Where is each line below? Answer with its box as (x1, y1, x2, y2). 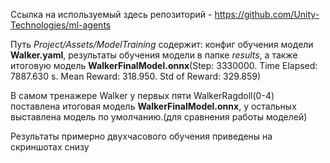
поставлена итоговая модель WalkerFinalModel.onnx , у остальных (10, 100, 297, 112)
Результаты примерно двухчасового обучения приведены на (10, 130, 273, 142)
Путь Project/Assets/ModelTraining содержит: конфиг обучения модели (10, 39, 314, 50)
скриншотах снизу (10, 141, 90, 153)
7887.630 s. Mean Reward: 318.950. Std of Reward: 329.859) (10, 70, 262, 82)
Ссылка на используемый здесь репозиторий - (10, 9, 213, 20)
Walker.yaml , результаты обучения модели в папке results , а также (10, 49, 298, 61)
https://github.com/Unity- (214, 9, 320, 20)
